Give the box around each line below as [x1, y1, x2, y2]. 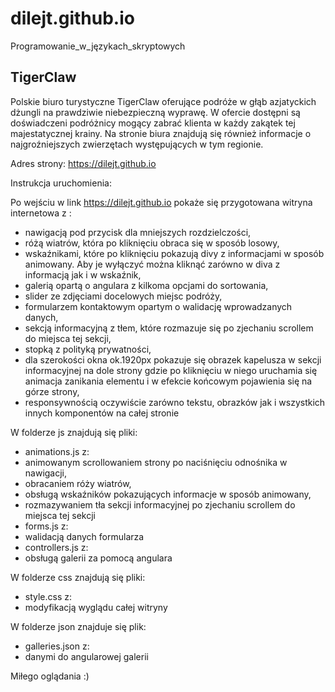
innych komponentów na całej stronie [24, 407, 180, 419]
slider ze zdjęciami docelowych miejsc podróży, [24, 290, 223, 302]
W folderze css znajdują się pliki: [10, 571, 146, 583]
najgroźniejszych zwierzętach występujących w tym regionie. [10, 138, 264, 150]
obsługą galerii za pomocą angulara [24, 552, 173, 564]
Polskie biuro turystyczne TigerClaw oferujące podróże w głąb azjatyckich [10, 95, 317, 107]
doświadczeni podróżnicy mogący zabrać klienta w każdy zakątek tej [10, 117, 296, 129]
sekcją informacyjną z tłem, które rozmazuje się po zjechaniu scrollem [24, 322, 314, 334]
